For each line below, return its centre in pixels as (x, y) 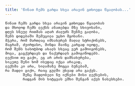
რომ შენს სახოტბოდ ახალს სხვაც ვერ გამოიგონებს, (56, 49)
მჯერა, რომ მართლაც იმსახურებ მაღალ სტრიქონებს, (56, 40)
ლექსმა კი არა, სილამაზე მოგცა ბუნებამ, (47, 66)
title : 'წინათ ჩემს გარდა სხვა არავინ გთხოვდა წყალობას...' (68, 10)
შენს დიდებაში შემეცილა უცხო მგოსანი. (45, 36)
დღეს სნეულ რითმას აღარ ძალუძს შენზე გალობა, (52, 32)
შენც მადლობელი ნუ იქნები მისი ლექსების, (66, 75)
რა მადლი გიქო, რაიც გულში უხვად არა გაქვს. (51, 70)
